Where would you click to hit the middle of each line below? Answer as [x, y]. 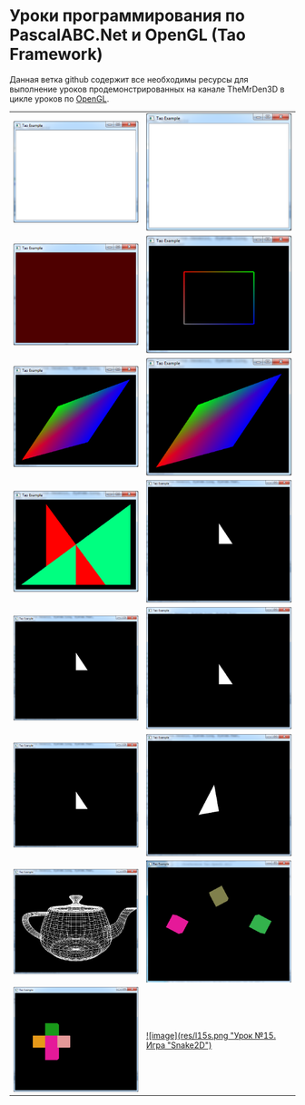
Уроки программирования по [127, 16]
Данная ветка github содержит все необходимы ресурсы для [129, 79]
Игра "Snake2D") [179, 1045]
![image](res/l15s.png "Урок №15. [211, 1035]
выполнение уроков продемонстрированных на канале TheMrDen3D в [147, 89]
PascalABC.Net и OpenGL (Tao [128, 35]
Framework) [56, 54]
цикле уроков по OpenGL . [59, 98]
